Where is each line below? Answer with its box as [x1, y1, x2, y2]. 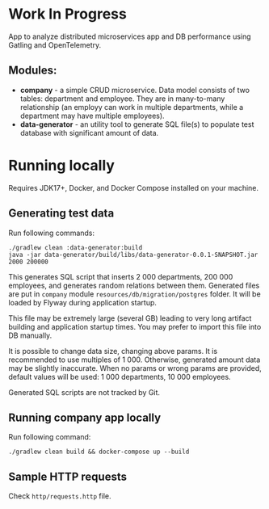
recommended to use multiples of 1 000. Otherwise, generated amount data [8, 355, 261, 364]
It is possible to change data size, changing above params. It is [8, 346, 218, 355]
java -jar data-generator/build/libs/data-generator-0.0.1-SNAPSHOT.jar [8, 250, 258, 259]
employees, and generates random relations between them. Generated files [8, 280, 260, 290]
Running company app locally [8, 410, 162, 424]
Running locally [8, 156, 116, 175]
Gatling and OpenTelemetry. [8, 40, 102, 49]
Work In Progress [8, 5, 127, 23]
